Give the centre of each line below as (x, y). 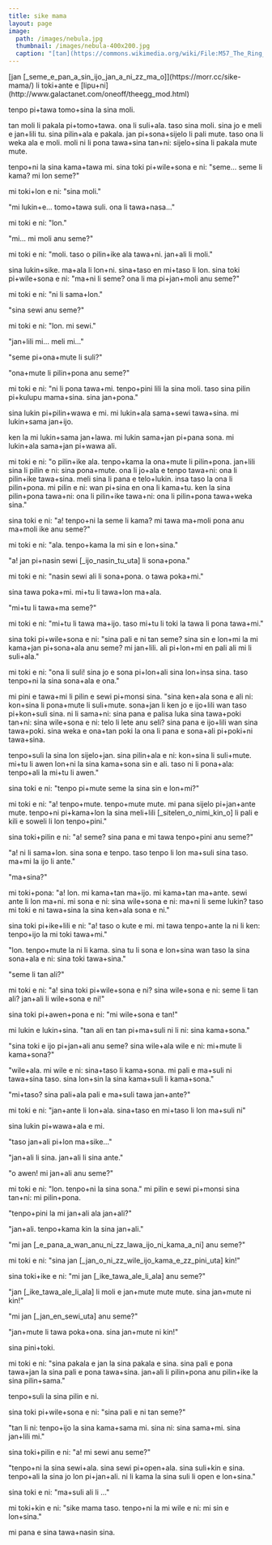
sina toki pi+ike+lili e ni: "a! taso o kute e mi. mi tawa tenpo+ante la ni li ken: (134, 925)
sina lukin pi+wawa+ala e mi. (57, 1126)
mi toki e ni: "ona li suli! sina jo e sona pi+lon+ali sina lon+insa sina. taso (128, 672)
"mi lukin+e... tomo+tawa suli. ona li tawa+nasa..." (92, 207)
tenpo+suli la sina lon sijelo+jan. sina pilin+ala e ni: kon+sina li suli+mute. (130, 755)
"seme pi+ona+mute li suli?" (55, 357)
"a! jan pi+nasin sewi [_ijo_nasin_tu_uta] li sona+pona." (99, 560)
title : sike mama (38, 16)
